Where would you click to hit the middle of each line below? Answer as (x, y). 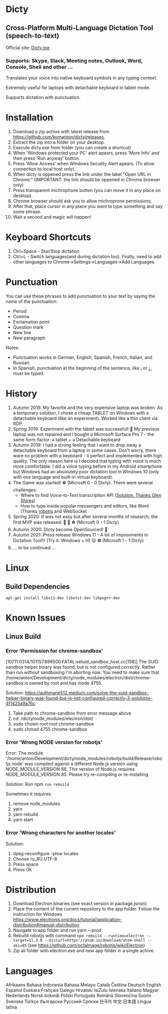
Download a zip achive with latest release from (61, 132)
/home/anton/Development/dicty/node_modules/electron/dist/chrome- (78, 677)
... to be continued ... (34, 548)
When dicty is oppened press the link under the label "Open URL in (82, 174)
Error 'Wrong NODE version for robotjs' (54, 742)
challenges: (25, 490)
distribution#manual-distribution (46, 925)
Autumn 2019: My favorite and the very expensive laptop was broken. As (88, 408)
